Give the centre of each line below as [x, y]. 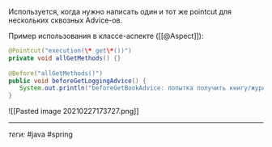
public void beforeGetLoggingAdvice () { [78, 81]
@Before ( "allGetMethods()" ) [56, 73]
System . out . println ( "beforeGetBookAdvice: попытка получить [123, 88]
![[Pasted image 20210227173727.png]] [74, 111]
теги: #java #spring [40, 134]
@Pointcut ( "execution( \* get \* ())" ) [70, 51]
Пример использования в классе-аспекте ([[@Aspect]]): [106, 36]
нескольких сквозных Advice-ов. [66, 20]
